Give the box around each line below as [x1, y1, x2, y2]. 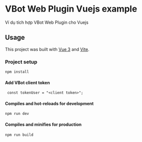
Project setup [5, 58, 37, 65]
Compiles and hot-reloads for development [5, 100, 94, 106]
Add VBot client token [5, 79, 50, 85]
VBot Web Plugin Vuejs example [5, 3, 137, 15]
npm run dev [5, 111, 29, 116]
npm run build [5, 132, 34, 137]
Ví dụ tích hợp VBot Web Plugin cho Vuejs [5, 19, 89, 25]
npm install [5, 69, 29, 75]
